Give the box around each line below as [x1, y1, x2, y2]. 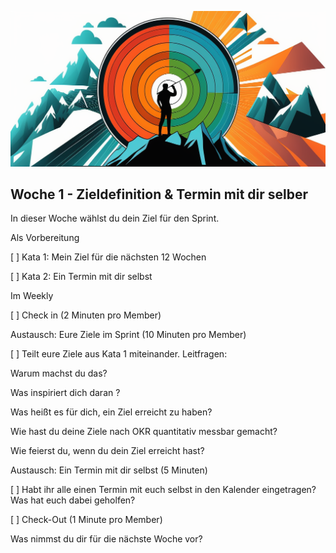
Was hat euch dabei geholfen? [10, 494, 136, 506]
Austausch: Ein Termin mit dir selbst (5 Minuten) [10, 464, 208, 476]
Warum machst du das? [10, 367, 108, 380]
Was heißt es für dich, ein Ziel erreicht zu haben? [10, 406, 213, 418]
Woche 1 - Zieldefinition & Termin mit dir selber [10, 186, 309, 203]
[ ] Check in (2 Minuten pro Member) [10, 309, 162, 321]
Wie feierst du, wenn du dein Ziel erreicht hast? [10, 445, 205, 457]
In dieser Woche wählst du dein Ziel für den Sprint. [10, 212, 220, 225]
